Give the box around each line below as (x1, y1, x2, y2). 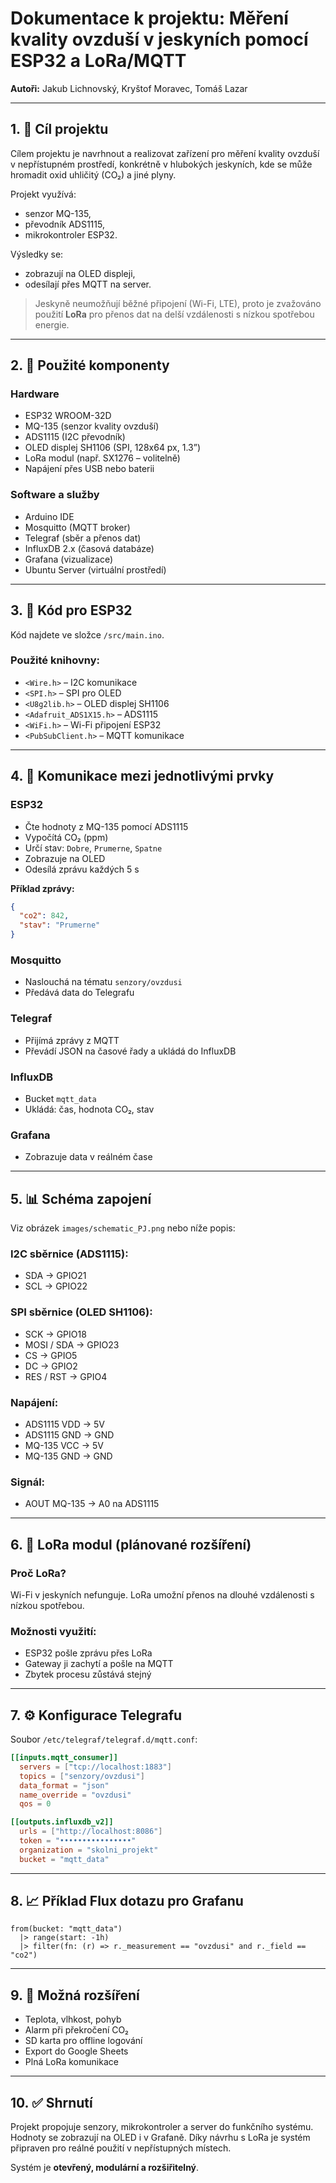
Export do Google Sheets (24, 2045, 129, 2057)
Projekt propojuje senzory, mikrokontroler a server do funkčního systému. (10, 2121, 314, 2133)
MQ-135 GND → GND (24, 1450, 113, 1462)
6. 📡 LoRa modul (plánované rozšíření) (10, 1536, 252, 1553)
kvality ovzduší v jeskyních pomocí (10, 28, 309, 51)
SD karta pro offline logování (24, 2035, 143, 2047)
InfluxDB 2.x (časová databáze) (24, 542, 155, 554)
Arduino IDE (24, 510, 75, 522)
